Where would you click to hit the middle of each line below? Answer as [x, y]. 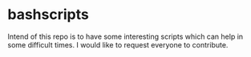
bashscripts [48, 15]
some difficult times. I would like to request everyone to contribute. [118, 44]
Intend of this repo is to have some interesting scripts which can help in [125, 36]
